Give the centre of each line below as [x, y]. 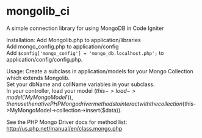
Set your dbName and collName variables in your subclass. [81, 84]
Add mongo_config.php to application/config [63, 46]
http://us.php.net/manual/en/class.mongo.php [64, 128]
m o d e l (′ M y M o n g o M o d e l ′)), [40, 97]
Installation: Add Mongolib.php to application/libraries [74, 40]
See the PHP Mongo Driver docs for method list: [67, 122]
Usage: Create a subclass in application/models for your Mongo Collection [100, 71]
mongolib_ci [38, 11]
